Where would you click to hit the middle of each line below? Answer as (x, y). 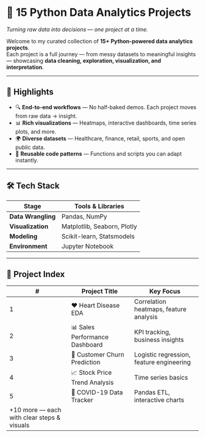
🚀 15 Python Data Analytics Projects (99, 13)
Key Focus (165, 291)
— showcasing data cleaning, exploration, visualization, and (84, 60)
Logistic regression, (162, 355)
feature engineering (162, 363)
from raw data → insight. (46, 116)
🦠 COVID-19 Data (97, 392)
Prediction (86, 363)
